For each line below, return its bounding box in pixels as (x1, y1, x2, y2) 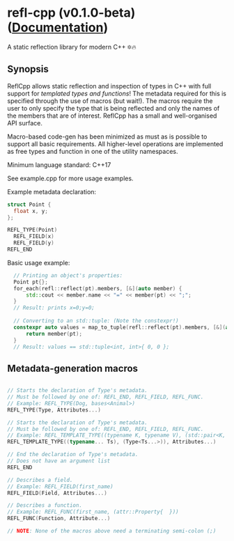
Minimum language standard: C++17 (7, 160, 111, 168)
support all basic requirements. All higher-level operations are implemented (7, 139, 224, 148)
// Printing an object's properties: (13, 272, 123, 279)
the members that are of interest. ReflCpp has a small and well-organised (7, 111, 217, 120)
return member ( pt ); (25, 330, 82, 337)
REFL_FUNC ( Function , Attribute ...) (7, 515, 111, 522)
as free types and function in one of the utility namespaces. (7, 147, 179, 155)
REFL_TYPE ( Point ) (7, 226, 58, 234)
